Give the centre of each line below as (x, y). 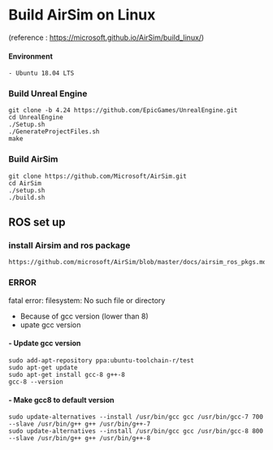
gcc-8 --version (36, 382)
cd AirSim (25, 183)
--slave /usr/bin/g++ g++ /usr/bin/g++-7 (80, 424)
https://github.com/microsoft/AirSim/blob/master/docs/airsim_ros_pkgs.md (138, 262)
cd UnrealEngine (36, 118)
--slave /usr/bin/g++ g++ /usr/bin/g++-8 (80, 439)
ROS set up (37, 222)
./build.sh (27, 197)
